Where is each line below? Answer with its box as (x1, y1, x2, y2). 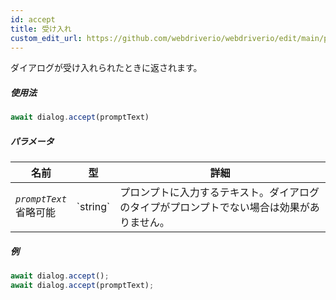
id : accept (10, 14, 56, 25)
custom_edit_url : (10, 33, 83, 43)
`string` (76, 200, 111, 214)
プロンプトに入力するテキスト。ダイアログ (119, 186, 320, 200)
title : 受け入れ (10, 24, 72, 34)
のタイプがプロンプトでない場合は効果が (119, 201, 310, 215)
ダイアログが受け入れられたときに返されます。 (10, 62, 203, 74)
